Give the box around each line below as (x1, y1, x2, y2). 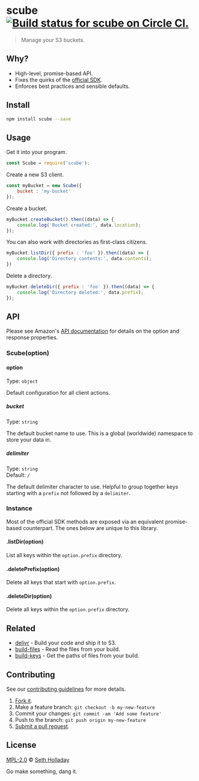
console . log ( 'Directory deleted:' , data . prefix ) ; (17, 289, 144, 295)
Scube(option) (6, 349, 49, 357)
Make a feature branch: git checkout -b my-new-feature (14, 703, 155, 711)
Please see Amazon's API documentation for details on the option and (6, 327, 180, 335)
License (6, 740, 37, 750)
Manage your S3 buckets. (20, 36, 85, 43)
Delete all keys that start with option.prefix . (6, 579, 116, 586)
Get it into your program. (6, 149, 67, 156)
